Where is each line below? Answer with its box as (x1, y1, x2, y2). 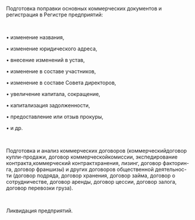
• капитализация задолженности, (6, 102, 90, 109)
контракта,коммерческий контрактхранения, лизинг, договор (6, 160, 162, 166)
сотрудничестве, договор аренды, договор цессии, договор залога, (6, 178, 177, 185)
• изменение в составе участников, (6, 68, 96, 75)
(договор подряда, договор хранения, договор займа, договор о (12, 172, 176, 179)
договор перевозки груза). (6, 184, 73, 191)
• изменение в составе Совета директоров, (6, 79, 116, 86)
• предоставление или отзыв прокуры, (6, 114, 104, 120)
